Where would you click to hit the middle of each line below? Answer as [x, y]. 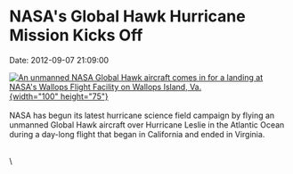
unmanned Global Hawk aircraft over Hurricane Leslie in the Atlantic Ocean [147, 124]
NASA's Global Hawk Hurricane [128, 17]
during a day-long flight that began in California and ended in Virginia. [137, 134]
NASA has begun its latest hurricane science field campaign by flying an [142, 115]
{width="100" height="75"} [59, 96]
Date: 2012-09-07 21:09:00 [59, 60]
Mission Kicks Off [76, 35]
